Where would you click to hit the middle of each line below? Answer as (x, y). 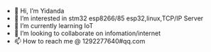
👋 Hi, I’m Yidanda (39, 11)
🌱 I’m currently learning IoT (54, 26)
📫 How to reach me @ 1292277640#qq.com (80, 41)
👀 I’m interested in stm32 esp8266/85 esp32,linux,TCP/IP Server (109, 18)
